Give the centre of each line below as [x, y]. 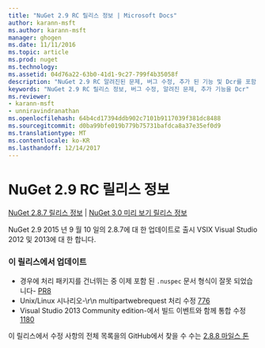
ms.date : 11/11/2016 [42, 45]
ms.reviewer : [30, 96]
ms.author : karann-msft [47, 30]
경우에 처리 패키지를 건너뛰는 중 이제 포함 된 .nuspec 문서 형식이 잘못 [126, 281]
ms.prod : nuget [33, 60]
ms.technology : [33, 67]
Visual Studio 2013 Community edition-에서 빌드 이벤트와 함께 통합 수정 [133, 310]
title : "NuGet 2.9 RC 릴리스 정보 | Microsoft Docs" [93, 15]
